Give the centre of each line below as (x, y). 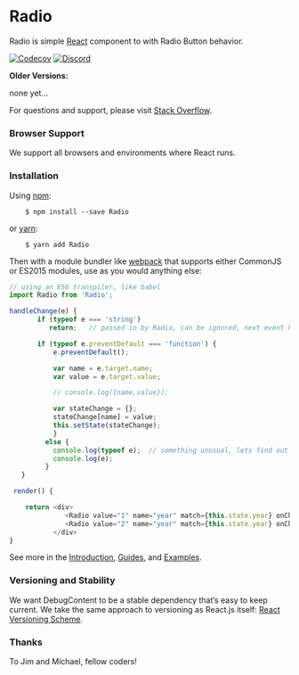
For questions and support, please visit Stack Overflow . (110, 110)
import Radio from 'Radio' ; (61, 295)
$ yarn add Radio (57, 244)
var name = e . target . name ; (103, 368)
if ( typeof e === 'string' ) (89, 320)
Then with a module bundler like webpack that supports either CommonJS (145, 261)
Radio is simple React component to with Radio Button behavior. (126, 41)
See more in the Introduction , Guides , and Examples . (105, 557)
